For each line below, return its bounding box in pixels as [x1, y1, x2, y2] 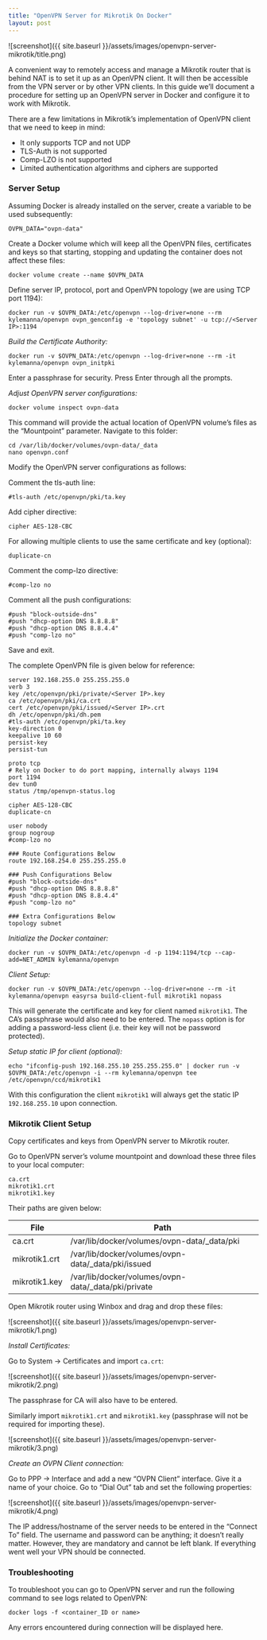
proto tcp [8, 759, 41, 767]
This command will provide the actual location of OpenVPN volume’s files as [8, 417, 257, 427]
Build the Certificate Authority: [8, 336, 108, 346]
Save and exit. [8, 645, 55, 654]
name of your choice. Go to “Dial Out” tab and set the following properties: [8, 1483, 252, 1492]
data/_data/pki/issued [70, 1258, 152, 1270]
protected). [8, 1031, 45, 1041]
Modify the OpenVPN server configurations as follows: [8, 462, 187, 471]
